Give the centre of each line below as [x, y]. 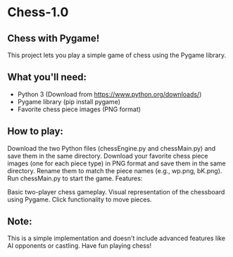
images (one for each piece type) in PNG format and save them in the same [117, 163]
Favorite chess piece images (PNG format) [79, 109]
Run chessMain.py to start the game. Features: [75, 178]
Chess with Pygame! [53, 38]
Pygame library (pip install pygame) [69, 101]
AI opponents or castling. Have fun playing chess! [80, 246]
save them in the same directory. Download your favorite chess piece [108, 156]
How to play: [35, 131]
